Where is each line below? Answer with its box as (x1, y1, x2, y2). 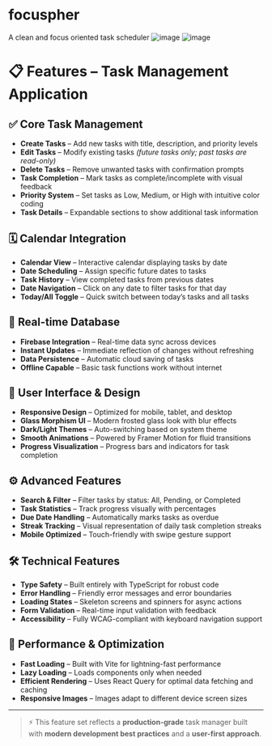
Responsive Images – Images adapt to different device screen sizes (19, 693, 248, 703)
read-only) (19, 155, 57, 165)
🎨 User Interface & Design (8, 386, 141, 400)
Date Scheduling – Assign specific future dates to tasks (19, 265, 206, 276)
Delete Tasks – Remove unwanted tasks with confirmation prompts (19, 164, 244, 174)
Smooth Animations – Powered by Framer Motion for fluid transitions (19, 433, 252, 443)
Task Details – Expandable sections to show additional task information (19, 207, 259, 217)
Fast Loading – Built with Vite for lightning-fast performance (19, 659, 221, 668)
